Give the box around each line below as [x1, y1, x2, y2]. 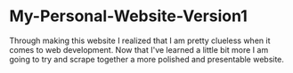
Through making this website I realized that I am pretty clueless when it [9, 35, 271, 46]
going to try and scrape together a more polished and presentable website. [9, 54, 285, 64]
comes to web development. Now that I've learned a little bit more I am [9, 44, 269, 55]
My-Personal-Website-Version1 [9, 6, 248, 26]
